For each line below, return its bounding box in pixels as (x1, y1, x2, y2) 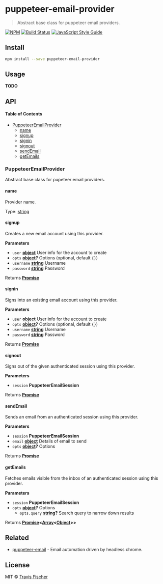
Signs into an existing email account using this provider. (5, 297, 118, 303)
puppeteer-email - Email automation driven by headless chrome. (12, 547, 143, 553)
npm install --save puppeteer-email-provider (5, 56, 100, 61)
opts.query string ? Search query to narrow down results (19, 510, 134, 516)
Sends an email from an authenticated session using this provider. (5, 414, 138, 420)
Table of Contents (5, 111, 43, 117)
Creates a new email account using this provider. (5, 230, 104, 236)
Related (5, 533, 29, 542)
